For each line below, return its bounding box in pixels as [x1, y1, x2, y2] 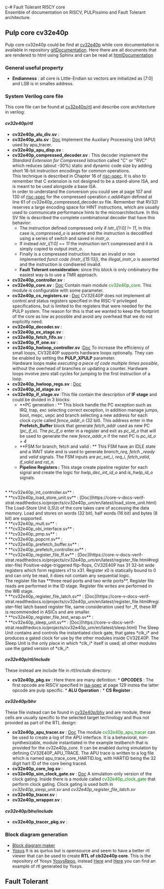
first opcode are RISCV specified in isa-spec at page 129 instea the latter [12, 682, 159, 688]
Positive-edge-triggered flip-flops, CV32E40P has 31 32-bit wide [23, 562, 155, 568]
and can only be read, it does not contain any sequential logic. [5, 572, 131, 578]
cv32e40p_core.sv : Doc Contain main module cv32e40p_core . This [12, 282, 152, 288]
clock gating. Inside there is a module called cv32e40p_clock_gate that [12, 776, 156, 782]
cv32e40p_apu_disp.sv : [12, 147, 64, 153]
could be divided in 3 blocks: [12, 397, 71, 402]
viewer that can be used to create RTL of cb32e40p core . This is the [12, 853, 151, 859]
